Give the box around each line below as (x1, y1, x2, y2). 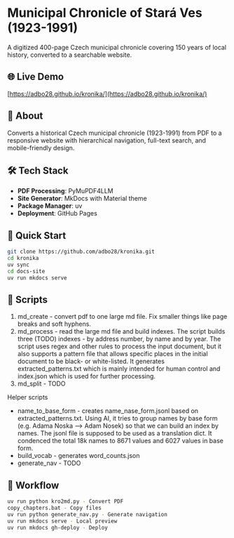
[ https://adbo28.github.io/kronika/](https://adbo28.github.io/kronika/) (7, 89, 207, 98)
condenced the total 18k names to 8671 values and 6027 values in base (17, 437, 224, 445)
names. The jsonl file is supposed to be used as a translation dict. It (17, 429, 212, 438)
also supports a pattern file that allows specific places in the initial (17, 350, 208, 358)
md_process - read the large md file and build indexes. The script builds (17, 327, 226, 336)
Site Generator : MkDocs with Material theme (17, 195, 147, 203)
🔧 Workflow (7, 479, 60, 491)
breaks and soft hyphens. (17, 320, 91, 328)
